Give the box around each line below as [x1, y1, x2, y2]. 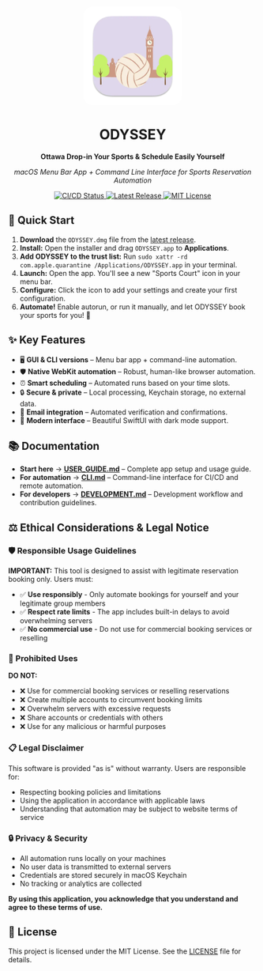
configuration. [19, 293, 66, 303]
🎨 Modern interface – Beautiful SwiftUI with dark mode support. [19, 415, 229, 425]
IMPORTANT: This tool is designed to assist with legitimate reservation [8, 566, 239, 576]
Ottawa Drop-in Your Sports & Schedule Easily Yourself [40, 152, 225, 161]
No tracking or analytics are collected [19, 878, 142, 888]
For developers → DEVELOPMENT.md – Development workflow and [19, 489, 243, 499]
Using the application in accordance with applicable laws [19, 795, 205, 805]
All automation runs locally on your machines [19, 853, 167, 863]
